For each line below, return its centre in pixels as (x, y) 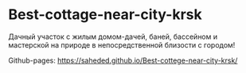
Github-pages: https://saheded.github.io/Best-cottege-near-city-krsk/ (123, 60)
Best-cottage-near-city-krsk (105, 15)
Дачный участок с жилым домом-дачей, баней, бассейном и (113, 36)
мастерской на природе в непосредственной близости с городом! (122, 44)
